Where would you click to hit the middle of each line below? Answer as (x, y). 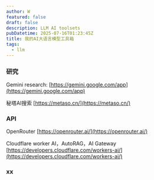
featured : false (26, 17)
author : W (18, 11)
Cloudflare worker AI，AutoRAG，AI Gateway (61, 144)
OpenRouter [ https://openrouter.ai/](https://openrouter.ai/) (77, 131)
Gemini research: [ (29, 85)
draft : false (22, 22)
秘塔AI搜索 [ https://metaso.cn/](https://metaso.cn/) (68, 103)
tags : (13, 45)
